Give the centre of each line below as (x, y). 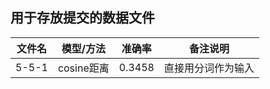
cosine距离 (83, 68)
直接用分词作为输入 (209, 68)
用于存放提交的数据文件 (82, 18)
